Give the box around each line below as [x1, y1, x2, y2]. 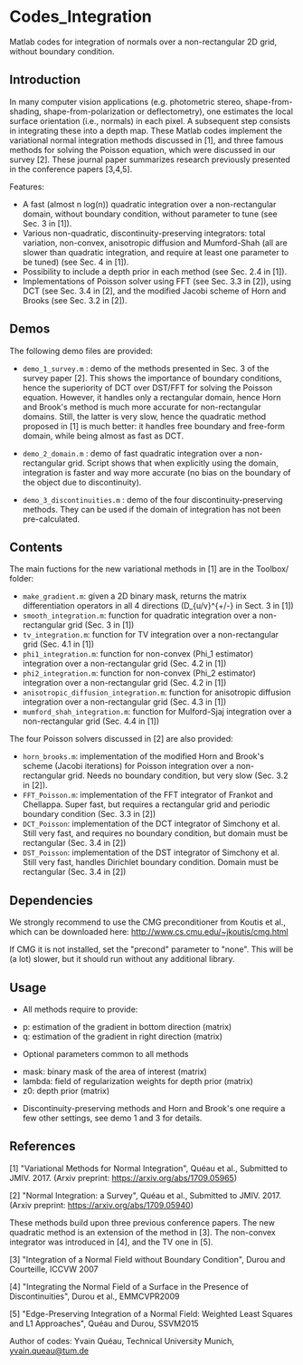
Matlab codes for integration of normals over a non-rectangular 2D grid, [9, 36, 278, 47]
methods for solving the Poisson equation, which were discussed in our [9, 144, 276, 155]
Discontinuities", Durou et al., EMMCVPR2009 [9, 1291, 180, 1302]
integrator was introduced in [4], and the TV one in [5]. [9, 1236, 213, 1247]
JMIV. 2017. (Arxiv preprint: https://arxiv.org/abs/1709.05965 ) [9, 1172, 238, 1183]
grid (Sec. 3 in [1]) [67, 620, 135, 630]
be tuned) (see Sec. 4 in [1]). [22, 256, 129, 267]
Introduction [9, 72, 81, 88]
